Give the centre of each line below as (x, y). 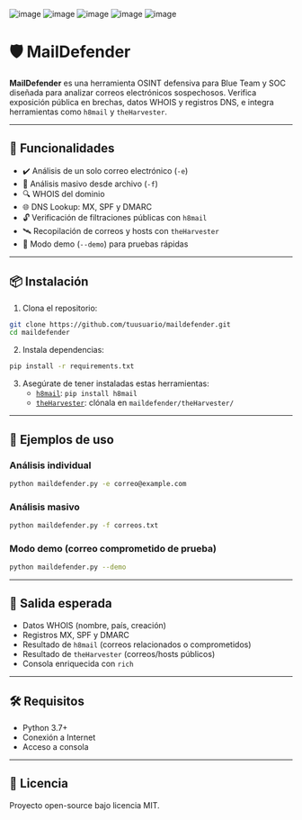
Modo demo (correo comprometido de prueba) (113, 548)
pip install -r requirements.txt (72, 366)
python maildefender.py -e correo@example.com (98, 483)
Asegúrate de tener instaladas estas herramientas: (115, 383)
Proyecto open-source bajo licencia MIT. (84, 805)
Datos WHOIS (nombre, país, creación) (94, 625)
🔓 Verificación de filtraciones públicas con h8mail (115, 217)
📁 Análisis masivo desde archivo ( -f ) (90, 184)
